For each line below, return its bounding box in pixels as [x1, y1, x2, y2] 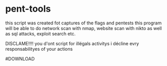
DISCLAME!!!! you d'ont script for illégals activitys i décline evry [5, 40, 139, 46]
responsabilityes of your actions [5, 46, 73, 52]
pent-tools [5, 3, 51, 15]
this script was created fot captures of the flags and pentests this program [5, 20, 162, 26]
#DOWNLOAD [5, 55, 35, 61]
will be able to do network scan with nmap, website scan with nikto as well [5, 25, 162, 31]
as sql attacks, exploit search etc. [5, 30, 76, 37]
